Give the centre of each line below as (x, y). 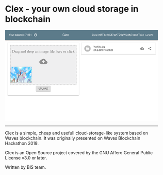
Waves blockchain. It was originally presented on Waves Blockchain (73, 138)
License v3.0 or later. (26, 158)
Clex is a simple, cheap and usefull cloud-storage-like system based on (76, 133)
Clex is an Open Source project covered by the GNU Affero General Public (79, 152)
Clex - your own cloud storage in (72, 9)
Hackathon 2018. (22, 143)
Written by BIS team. (25, 167)
